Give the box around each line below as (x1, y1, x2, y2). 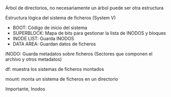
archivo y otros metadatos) (5, 56, 62, 62)
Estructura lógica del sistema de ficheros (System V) (5, 15, 116, 20)
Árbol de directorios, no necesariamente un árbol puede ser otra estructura (5, 5, 164, 11)
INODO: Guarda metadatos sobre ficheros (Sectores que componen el (5, 51, 153, 57)
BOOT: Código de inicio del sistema (12, 25, 88, 31)
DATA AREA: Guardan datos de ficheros (12, 41, 96, 47)
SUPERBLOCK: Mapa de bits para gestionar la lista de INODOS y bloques (12, 30, 166, 36)
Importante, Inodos (5, 86, 45, 92)
